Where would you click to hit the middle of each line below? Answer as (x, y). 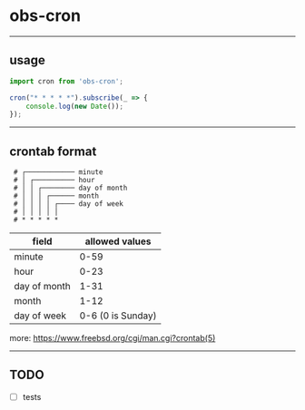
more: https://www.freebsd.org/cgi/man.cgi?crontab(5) (113, 338)
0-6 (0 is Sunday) (118, 316)
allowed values (118, 241)
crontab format (53, 151)
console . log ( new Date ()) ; (75, 106)
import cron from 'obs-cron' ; (67, 81)
